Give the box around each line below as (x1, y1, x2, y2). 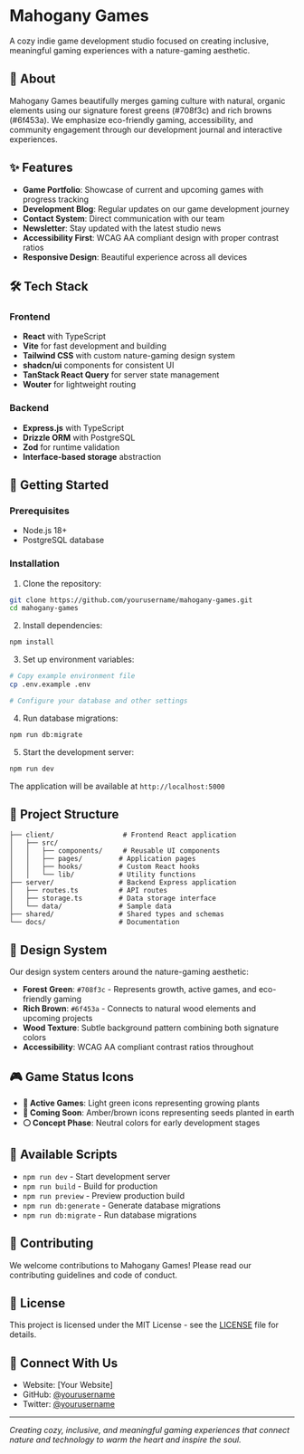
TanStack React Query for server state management (22, 369, 220, 380)
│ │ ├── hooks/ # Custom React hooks (9, 862, 201, 872)
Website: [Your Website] (22, 1380, 113, 1391)
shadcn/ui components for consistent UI (22, 359, 175, 371)
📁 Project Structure (9, 807, 119, 822)
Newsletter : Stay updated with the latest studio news (22, 223, 222, 234)
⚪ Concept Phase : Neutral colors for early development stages (22, 1117, 261, 1128)
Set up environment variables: (22, 654, 135, 665)
